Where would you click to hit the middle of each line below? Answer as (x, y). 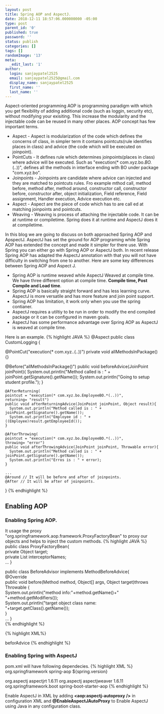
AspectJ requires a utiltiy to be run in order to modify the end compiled (84, 312)
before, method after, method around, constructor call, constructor (79, 188)
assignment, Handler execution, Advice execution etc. (67, 199)
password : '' (18, 37)
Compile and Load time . (37, 286)
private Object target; (27, 552)
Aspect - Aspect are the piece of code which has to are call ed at (78, 204)
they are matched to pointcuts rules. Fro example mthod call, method (82, 183)
